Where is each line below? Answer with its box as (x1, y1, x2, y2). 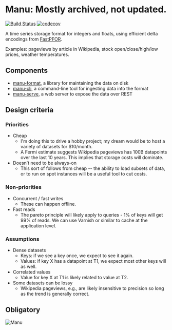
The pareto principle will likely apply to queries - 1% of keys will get (20, 211, 163, 218)
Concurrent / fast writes (12, 195, 64, 201)
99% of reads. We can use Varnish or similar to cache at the (20, 217, 148, 223)
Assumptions (5, 235, 40, 242)
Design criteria (5, 106, 54, 114)
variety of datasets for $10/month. (20, 144, 93, 150)
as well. (20, 263, 37, 270)
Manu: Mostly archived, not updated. (5, 4, 167, 15)
